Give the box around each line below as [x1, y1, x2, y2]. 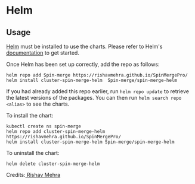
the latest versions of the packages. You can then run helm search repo [6, 94, 182, 101]
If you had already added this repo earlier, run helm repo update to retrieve [6, 88, 190, 95]
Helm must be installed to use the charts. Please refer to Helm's [6, 43, 163, 50]
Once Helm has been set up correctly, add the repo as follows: [6, 61, 160, 68]
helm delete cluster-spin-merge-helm [6, 161, 100, 167]
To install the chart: [6, 112, 54, 119]
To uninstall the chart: [6, 150, 60, 156]
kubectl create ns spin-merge [6, 123, 82, 129]
